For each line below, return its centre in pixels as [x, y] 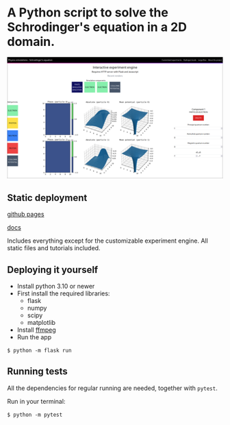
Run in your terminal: [36, 401]
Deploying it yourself [53, 270]
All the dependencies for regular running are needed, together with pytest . [112, 388]
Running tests [38, 372]
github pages [26, 215]
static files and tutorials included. [54, 248]
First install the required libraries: [63, 293]
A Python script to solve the [88, 13]
